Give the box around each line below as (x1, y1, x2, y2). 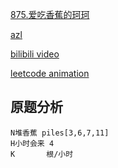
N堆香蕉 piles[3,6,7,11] (10, 128, 110, 138)
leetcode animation (10, 68, 90, 79)
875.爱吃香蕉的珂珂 (10, 9, 90, 20)
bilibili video (10, 48, 60, 60)
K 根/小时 (10, 149, 74, 159)
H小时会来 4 (10, 138, 55, 148)
